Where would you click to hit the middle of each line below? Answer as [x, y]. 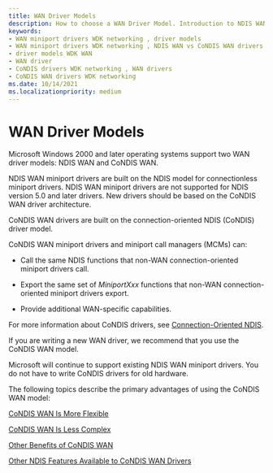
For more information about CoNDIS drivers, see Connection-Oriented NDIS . [136, 325]
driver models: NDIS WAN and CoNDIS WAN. [83, 163]
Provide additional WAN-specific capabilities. [96, 309]
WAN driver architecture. [50, 205]
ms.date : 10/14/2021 [43, 84]
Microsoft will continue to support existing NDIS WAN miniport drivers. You [133, 365]
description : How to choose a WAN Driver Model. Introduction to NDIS [130, 24]
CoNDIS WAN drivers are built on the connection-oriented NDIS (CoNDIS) [132, 220]
